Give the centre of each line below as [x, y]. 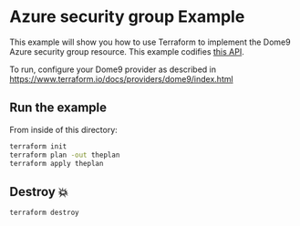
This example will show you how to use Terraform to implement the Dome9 [150, 42]
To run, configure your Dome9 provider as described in [113, 69]
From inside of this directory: [64, 129]
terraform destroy [44, 213]
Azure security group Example [127, 17]
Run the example [58, 108]
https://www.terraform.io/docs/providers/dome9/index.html [122, 78]
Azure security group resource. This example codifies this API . [127, 51]
